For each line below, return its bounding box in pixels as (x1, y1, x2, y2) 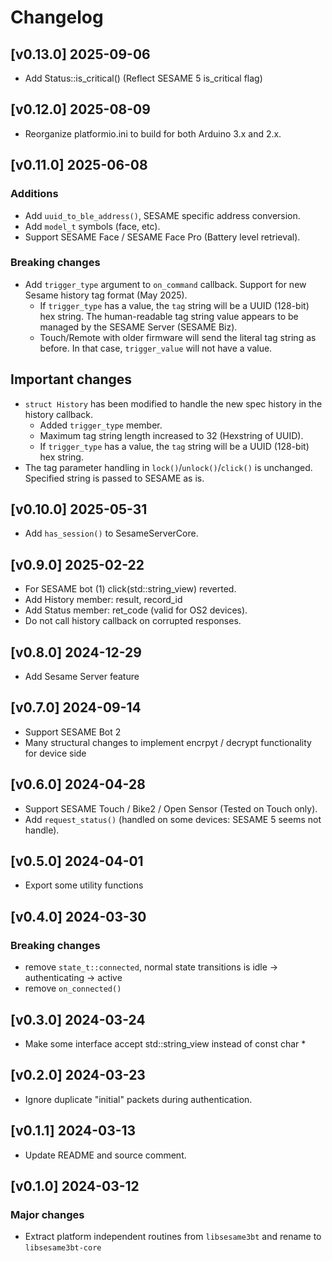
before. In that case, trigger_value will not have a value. (39, 342, 273, 354)
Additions (10, 187, 59, 201)
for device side (24, 747, 87, 759)
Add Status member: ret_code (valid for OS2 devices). (24, 604, 248, 616)
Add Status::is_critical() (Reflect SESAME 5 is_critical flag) (24, 72, 263, 84)
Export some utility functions (24, 879, 144, 891)
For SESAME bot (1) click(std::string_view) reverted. (24, 583, 237, 595)
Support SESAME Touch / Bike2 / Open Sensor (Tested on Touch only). (24, 802, 318, 815)
